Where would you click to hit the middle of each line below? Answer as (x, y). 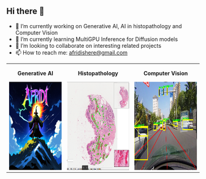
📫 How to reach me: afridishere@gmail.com (71, 52)
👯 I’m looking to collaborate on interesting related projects (88, 45)
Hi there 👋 (25, 11)
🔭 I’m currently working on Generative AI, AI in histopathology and (98, 26)
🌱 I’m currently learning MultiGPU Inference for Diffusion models (97, 39)
